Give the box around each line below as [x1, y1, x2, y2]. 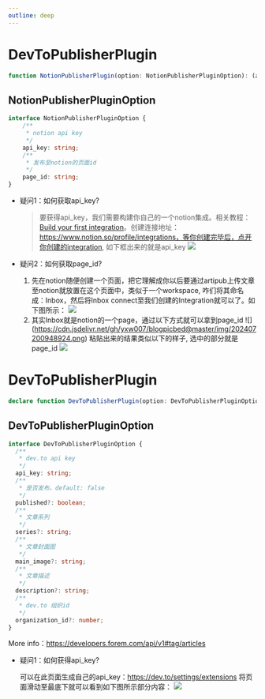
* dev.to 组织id [18, 601, 70, 609]
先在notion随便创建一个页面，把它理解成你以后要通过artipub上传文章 [31, 276, 255, 285]
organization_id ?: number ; [15, 616, 104, 624]
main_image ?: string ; [15, 558, 87, 566]
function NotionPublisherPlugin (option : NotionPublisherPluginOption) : [8, 72, 248, 80]
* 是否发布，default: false [18, 483, 105, 492]
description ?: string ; [15, 587, 90, 595]
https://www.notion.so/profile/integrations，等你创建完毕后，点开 [39, 232, 252, 242]
